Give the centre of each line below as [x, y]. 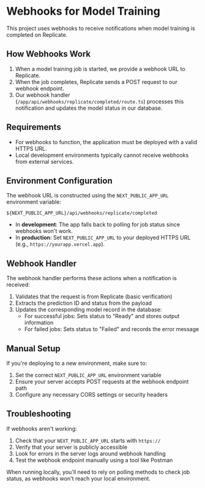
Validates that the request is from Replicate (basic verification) [94, 297]
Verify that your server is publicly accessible [71, 447]
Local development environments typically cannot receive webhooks [102, 155]
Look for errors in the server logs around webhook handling [91, 453]
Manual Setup [34, 349]
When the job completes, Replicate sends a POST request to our [96, 82]
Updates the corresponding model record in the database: [88, 310]
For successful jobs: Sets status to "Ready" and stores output [102, 316]
